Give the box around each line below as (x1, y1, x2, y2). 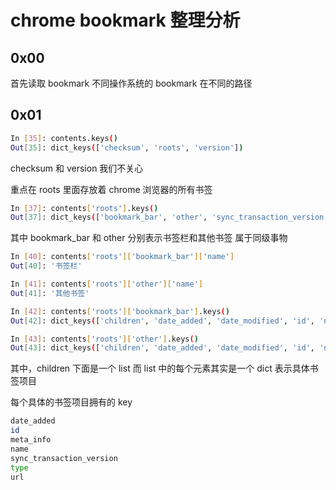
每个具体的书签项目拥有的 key (10, 396, 133, 408)
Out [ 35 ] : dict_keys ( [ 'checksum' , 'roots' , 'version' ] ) (10, 142, 244, 153)
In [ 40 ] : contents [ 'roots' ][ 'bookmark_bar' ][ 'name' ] (10, 252, 235, 262)
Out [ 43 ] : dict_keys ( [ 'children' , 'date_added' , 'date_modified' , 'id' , (10, 343, 315, 353)
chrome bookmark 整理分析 (10, 9, 241, 32)
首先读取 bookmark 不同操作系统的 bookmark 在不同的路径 (10, 77, 253, 89)
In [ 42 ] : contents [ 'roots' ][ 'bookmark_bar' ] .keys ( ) (10, 306, 230, 316)
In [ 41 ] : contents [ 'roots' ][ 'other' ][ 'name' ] (10, 279, 203, 290)
